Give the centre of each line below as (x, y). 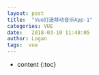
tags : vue (23, 45)
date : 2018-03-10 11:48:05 (48, 32)
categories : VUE (30, 26)
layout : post (26, 13)
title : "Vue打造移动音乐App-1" (50, 20)
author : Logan (27, 39)
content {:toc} (37, 64)
